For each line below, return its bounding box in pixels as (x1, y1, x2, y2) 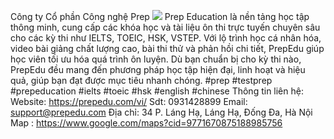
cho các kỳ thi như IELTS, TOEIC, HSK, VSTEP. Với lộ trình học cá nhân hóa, (10, 32, 322, 44)
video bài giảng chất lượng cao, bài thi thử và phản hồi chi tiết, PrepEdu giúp (10, 43, 325, 54)
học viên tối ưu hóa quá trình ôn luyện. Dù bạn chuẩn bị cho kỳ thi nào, (10, 53, 302, 65)
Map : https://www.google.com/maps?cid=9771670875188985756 (10, 117, 283, 129)
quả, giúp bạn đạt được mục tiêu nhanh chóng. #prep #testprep (10, 75, 273, 86)
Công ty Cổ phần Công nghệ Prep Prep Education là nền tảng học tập (10, 11, 310, 22)
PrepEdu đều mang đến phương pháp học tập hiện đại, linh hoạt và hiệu (10, 64, 306, 75)
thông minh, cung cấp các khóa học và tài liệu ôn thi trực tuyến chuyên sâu (10, 21, 321, 33)
